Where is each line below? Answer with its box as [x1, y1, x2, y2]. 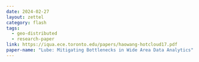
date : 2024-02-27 [6, 8, 50, 15]
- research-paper [11, 36, 55, 42]
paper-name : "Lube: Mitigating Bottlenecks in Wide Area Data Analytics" [6, 47, 194, 53]
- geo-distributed [11, 31, 58, 37]
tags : [6, 25, 20, 31]
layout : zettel [6, 14, 44, 20]
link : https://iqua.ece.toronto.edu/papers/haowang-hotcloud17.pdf [6, 42, 178, 48]
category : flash [6, 19, 47, 25]
